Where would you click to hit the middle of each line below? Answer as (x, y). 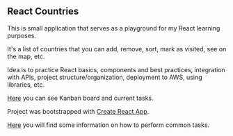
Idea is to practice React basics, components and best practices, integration (116, 69)
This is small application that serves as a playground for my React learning (114, 28)
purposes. (22, 35)
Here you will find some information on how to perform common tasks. (109, 125)
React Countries (43, 11)
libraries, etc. (26, 84)
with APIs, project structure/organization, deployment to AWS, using (105, 77)
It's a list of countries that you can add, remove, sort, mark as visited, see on (117, 49)
